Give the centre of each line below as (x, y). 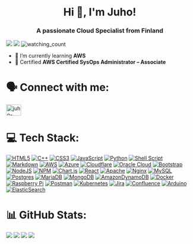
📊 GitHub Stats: (47, 215)
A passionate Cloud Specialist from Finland (100, 31)
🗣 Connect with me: (58, 87)
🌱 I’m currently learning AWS (50, 56)
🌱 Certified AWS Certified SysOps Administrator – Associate (90, 62)
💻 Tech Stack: (43, 137)
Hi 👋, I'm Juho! (100, 12)
